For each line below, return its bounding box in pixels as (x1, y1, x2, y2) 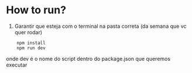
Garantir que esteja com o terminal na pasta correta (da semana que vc (14, 23, 187, 30)
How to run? (6, 3, 66, 17)
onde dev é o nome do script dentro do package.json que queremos (6, 55, 171, 62)
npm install (16, 40, 46, 46)
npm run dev (16, 45, 46, 51)
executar (6, 61, 28, 68)
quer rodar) (14, 28, 43, 35)
